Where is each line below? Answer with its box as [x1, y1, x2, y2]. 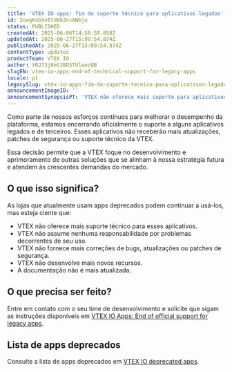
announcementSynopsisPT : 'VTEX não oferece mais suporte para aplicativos [7, 94, 227, 101]
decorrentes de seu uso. [17, 236, 88, 245]
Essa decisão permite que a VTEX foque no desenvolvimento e [7, 148, 186, 156]
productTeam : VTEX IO [7, 55, 70, 62]
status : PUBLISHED [7, 23, 60, 30]
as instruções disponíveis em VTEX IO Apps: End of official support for [7, 312, 209, 320]
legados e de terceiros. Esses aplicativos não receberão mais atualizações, [7, 127, 221, 136]
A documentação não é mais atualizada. [17, 266, 132, 274]
